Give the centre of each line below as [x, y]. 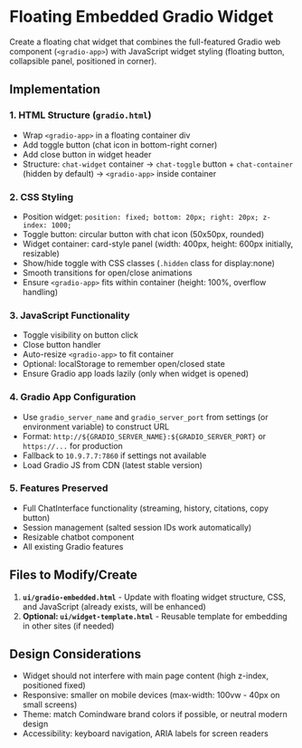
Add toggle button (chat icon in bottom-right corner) [120, 144]
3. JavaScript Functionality [70, 315]
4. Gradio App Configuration [73, 398]
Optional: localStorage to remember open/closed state [124, 364]
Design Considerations [75, 654]
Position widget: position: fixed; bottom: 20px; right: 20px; [141, 216]
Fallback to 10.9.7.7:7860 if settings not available [114, 456]
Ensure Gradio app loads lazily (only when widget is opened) [136, 374]
